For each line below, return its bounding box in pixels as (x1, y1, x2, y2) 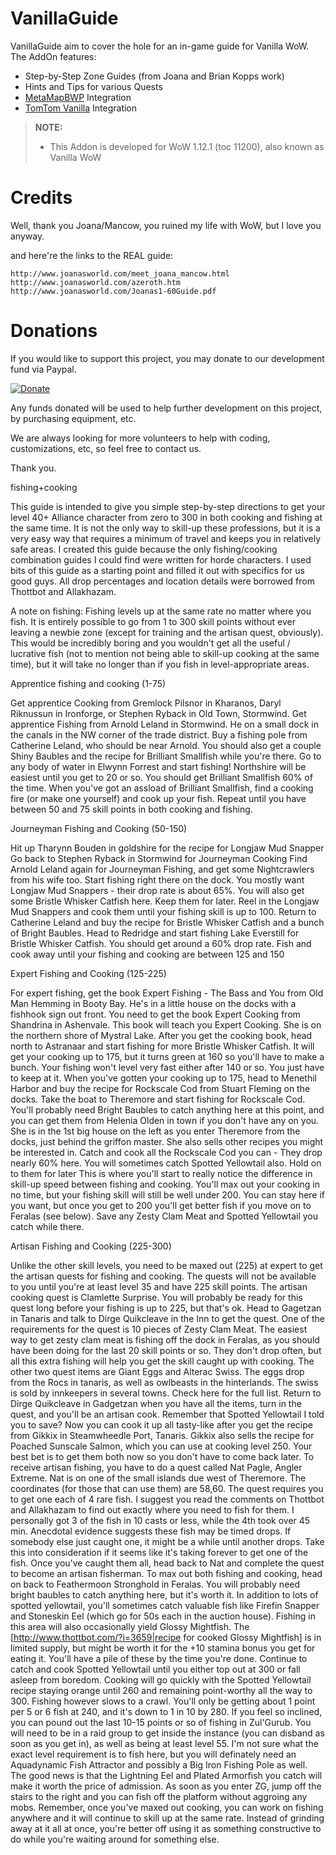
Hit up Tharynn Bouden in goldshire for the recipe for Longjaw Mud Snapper (10, 842, 325, 854)
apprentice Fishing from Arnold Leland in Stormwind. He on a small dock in (10, 718, 319, 730)
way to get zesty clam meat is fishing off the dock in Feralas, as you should (10, 1333, 320, 1346)
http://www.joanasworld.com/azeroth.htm (10, 277, 182, 287)
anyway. (10, 230, 45, 242)
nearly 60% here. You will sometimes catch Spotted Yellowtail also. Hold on (10, 1157, 322, 1169)
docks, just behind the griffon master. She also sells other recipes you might (10, 1135, 324, 1147)
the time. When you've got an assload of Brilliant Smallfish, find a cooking (10, 782, 314, 794)
